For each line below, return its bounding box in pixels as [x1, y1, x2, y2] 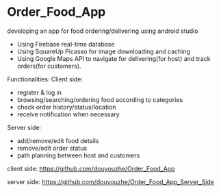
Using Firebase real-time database [16, 40, 115, 48]
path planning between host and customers [16, 151, 140, 159]
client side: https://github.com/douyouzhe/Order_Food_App [7, 164, 175, 172]
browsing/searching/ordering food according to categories [16, 95, 183, 103]
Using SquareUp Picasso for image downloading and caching [16, 47, 190, 55]
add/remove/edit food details [16, 136, 99, 144]
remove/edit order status [16, 144, 88, 152]
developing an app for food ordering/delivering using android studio [7, 27, 198, 35]
